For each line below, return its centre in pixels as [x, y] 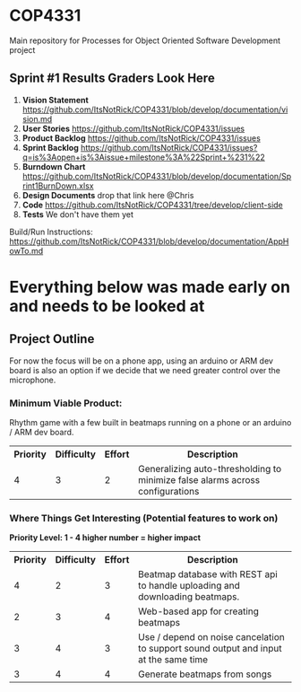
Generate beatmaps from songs [205, 674]
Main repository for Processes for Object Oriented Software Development [145, 40]
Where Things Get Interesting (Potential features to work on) [144, 518]
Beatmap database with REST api [208, 574]
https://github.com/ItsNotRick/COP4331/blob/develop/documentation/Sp [157, 176]
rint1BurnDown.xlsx [58, 186]
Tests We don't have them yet [78, 214]
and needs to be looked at [107, 306]
